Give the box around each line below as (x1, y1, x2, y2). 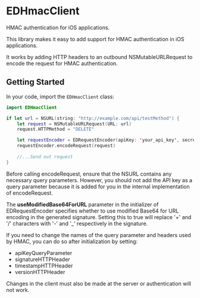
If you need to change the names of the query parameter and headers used (6, 231, 192, 238)
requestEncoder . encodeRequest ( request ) (17, 143, 116, 149)
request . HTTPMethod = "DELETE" (17, 127, 95, 133)
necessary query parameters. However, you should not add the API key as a (6, 176, 192, 183)
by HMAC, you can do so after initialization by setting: (6, 238, 138, 245)
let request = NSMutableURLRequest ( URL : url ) (17, 121, 132, 127)
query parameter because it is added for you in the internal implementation (6, 183, 190, 190)
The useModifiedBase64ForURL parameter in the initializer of (6, 201, 159, 208)
